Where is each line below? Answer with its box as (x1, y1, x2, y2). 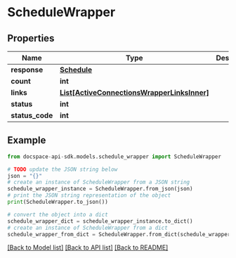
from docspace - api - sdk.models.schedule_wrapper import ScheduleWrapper (7, 153, 221, 160)
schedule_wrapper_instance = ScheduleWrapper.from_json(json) (7, 186, 193, 193)
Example (7, 134, 46, 146)
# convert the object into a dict (7, 211, 109, 218)
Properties (7, 32, 55, 44)
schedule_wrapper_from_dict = (7, 231, 96, 238)
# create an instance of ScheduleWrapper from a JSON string (7, 179, 190, 186)
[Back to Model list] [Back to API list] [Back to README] (7, 243, 169, 252)
